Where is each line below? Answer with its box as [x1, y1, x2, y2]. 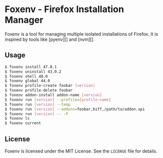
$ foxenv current [5, 121, 41, 126]
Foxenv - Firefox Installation [5, 4, 124, 15]
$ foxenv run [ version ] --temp [5, 102, 71, 107]
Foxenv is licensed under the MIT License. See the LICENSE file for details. [5, 148, 157, 154]
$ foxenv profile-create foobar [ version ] [5, 83, 95, 88]
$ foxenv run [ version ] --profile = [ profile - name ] [5, 97, 112, 102]
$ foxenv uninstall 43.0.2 [5, 69, 62, 74]
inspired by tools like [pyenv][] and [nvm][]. [5, 36, 95, 42]
